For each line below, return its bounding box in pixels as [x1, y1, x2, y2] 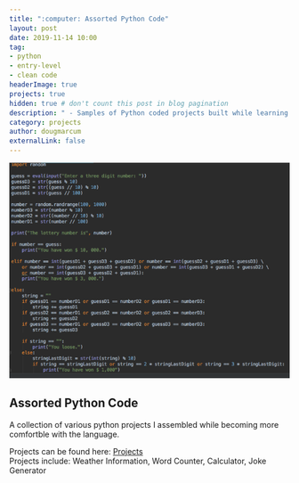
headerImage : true [9, 80, 77, 89]
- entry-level [9, 61, 62, 70]
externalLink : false [9, 136, 86, 146]
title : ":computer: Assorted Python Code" [9, 14, 169, 23]
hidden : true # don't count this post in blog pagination [9, 99, 229, 108]
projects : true [9, 89, 66, 98]
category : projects [9, 118, 82, 127]
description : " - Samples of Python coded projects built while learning [9, 108, 289, 118]
